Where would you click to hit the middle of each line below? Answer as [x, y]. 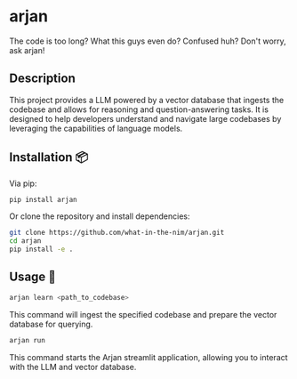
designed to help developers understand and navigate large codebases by [145, 118]
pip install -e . [41, 250]
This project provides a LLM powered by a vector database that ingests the [147, 100]
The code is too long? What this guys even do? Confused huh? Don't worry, [148, 41]
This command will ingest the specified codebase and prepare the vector [143, 314]
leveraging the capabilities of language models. [96, 128]
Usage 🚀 [32, 277]
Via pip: [23, 183]
